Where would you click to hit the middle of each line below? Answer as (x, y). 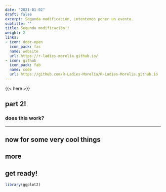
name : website (24, 51)
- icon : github (21, 61)
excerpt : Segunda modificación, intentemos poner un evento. (69, 19)
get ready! (21, 173)
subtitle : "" (19, 24)
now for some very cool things (53, 139)
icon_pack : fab (25, 65)
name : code (21, 70)
